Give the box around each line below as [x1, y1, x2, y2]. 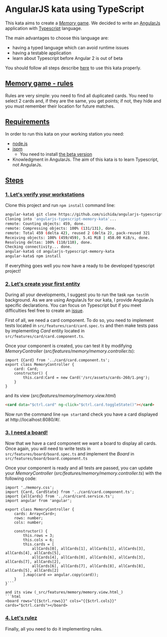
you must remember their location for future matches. [5, 103, 115, 109]
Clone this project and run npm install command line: [5, 202, 115, 208]
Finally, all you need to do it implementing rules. [5, 626, 103, 632]
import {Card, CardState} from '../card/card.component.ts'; [5, 489, 135, 494]
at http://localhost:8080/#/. [5, 417, 61, 423]
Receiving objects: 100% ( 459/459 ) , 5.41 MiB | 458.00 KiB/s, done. [5, 235, 150, 240]
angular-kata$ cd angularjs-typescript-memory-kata [5, 249, 114, 254]
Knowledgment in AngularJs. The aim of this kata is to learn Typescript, [12, 156, 159, 162]
